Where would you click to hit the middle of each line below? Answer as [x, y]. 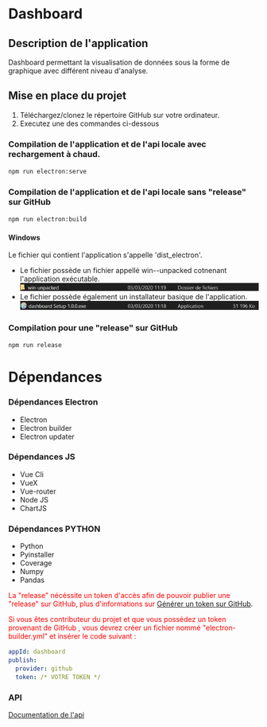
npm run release [35, 346]
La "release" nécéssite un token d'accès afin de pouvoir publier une [119, 596]
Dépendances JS [42, 457]
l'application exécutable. [60, 279]
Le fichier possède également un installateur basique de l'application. [133, 296]
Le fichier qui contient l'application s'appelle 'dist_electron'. [105, 255]
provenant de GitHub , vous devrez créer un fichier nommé [104, 628]
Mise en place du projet [68, 96]
